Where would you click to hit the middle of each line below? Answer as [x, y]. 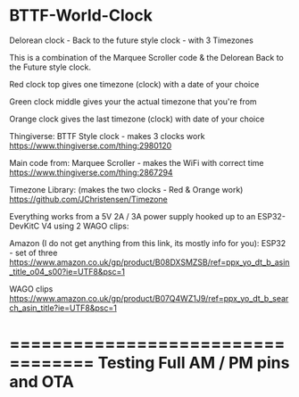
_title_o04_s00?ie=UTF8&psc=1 [67, 271]
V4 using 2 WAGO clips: [85, 226]
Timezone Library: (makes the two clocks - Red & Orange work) [126, 189]
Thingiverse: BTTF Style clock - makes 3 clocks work [107, 136]
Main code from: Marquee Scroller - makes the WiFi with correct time [137, 162]
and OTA [42, 382]
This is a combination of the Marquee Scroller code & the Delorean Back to [146, 57]
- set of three [33, 252]
